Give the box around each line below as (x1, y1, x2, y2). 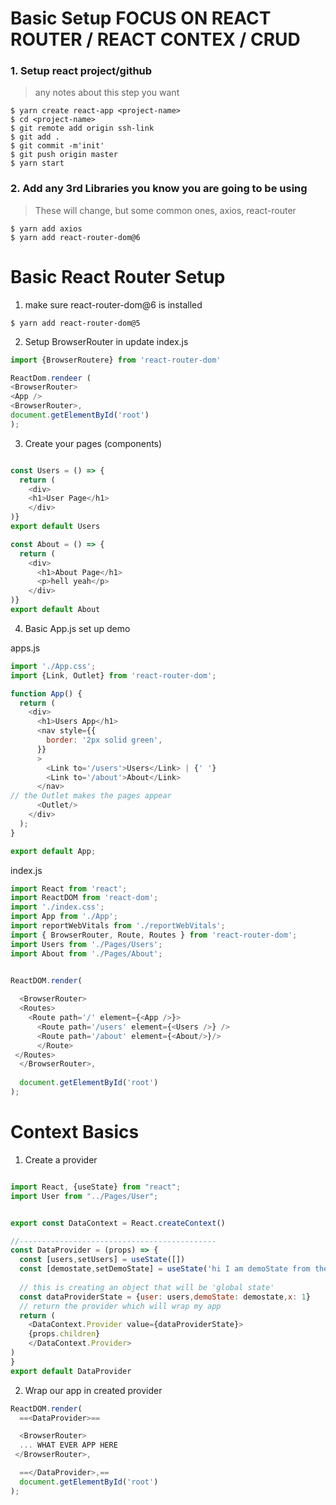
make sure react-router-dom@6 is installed (24, 298, 203, 311)
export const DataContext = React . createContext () (10, 1218, 226, 1228)
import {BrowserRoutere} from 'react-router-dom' (10, 355, 222, 365)
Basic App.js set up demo (24, 622, 131, 634)
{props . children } (28, 1329, 101, 1339)
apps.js (10, 642, 41, 654)
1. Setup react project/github (10, 64, 153, 78)
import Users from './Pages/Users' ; (10, 939, 163, 949)
